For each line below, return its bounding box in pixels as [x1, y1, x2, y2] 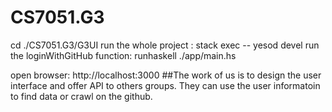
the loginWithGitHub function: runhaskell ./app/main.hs [10, 49, 237, 61]
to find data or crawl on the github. [10, 90, 153, 102]
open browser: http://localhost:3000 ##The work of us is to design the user [10, 69, 322, 81]
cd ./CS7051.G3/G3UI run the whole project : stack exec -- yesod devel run [10, 39, 320, 51]
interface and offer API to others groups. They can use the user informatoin [10, 79, 321, 91]
